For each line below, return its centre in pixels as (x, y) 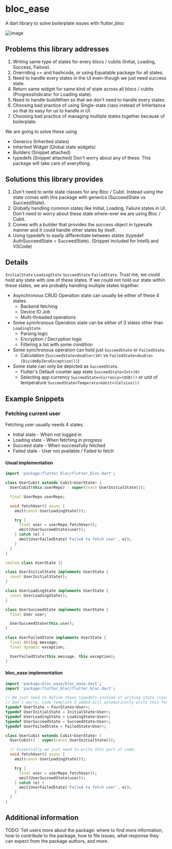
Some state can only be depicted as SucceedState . (66, 366)
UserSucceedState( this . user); (42, 624)
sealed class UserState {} (34, 563)
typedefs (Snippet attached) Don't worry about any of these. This (82, 157)
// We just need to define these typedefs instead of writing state (80, 698)
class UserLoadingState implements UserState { (57, 591)
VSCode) (22, 246)
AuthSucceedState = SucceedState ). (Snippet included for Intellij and (85, 241)
